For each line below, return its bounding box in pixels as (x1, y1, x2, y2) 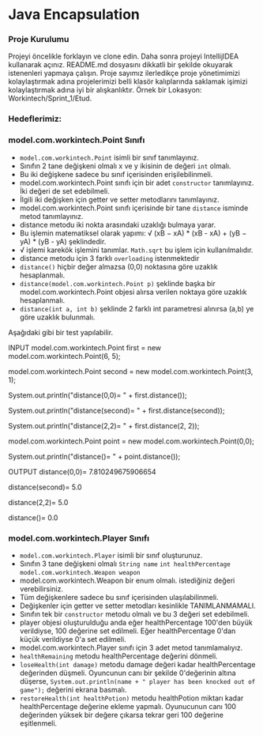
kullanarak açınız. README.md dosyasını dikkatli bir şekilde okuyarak (8, 60, 233, 70)
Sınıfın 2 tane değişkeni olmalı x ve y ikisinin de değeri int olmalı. (19, 160, 231, 171)
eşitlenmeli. (19, 719, 58, 728)
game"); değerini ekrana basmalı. (19, 685, 127, 694)
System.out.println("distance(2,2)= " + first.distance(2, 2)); (8, 421, 200, 430)
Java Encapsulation (8, 6, 141, 24)
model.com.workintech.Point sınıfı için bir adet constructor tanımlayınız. (19, 178, 254, 187)
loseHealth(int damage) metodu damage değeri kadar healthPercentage (19, 660, 256, 669)
